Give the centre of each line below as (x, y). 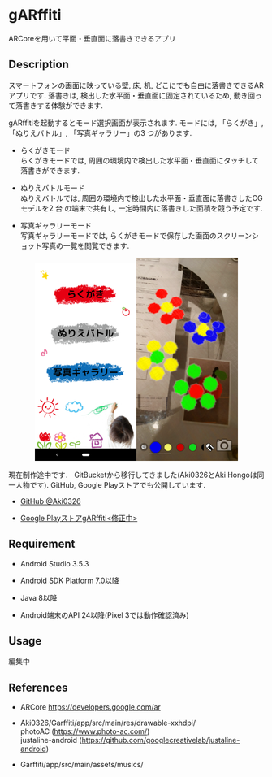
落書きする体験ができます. (59, 105)
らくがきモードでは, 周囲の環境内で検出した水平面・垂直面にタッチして (140, 160)
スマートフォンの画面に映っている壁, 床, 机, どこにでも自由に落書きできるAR (136, 85)
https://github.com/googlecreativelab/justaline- (161, 740)
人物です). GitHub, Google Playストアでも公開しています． (112, 484)
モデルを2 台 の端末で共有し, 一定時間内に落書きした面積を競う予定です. (141, 208)
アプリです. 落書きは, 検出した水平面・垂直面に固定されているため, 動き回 (132, 95)
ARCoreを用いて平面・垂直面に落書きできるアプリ (92, 38)
